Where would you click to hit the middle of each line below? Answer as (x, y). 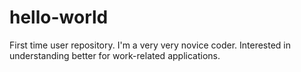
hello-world (59, 17)
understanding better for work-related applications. (115, 55)
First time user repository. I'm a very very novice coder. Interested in (150, 45)
